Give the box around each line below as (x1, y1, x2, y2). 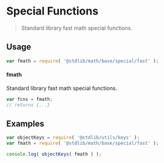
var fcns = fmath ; (6, 96, 53, 102)
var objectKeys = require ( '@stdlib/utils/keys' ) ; (6, 135, 140, 141)
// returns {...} (6, 102, 50, 108)
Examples (6, 118, 44, 128)
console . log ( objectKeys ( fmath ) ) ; (6, 151, 102, 158)
